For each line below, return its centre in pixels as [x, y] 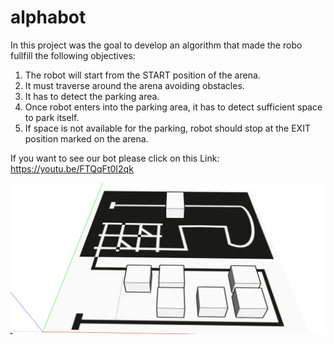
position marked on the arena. [86, 138]
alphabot [48, 17]
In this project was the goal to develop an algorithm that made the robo [156, 45]
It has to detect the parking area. [92, 96]
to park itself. [52, 117]
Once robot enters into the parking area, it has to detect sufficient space [173, 107]
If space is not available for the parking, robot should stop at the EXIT [167, 128]
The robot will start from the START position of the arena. [142, 75]
